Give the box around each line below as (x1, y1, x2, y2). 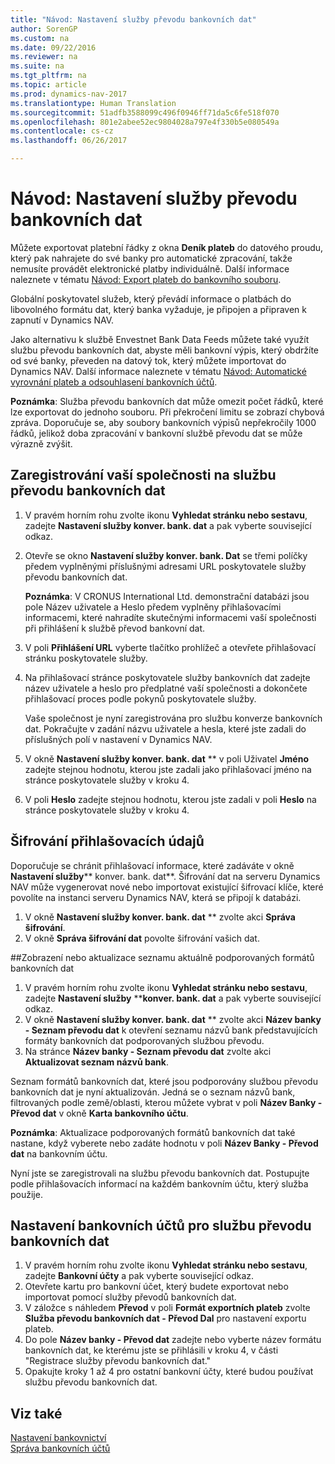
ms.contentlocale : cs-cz (10, 126, 114, 136)
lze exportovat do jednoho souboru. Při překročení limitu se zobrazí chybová (10, 406, 325, 418)
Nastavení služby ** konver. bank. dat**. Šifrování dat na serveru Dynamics (10, 870, 321, 882)
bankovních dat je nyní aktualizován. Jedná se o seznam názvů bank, (10, 1086, 296, 1098)
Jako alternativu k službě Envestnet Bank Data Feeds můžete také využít (10, 333, 310, 345)
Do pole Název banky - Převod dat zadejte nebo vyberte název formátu (24, 1334, 322, 1346)
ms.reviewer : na (10, 52, 78, 62)
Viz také (10, 1405, 63, 1422)
